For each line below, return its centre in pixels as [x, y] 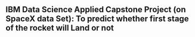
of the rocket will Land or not [60, 28]
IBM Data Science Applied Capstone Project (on [96, 10]
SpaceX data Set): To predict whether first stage [97, 19]
